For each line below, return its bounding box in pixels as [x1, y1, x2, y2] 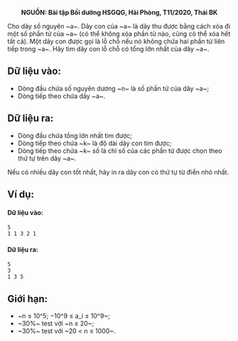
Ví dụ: [7, 189, 34, 201]
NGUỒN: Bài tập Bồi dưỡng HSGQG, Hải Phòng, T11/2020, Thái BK [21, 9, 218, 16]
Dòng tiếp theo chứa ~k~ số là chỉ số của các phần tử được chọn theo [17, 146, 222, 154]
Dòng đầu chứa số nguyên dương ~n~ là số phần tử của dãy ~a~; [17, 84, 210, 93]
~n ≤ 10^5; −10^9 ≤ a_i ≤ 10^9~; [17, 312, 110, 320]
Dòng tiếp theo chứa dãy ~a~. [17, 91, 106, 100]
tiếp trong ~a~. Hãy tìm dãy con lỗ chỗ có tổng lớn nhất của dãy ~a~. [7, 45, 210, 53]
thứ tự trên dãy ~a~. [17, 154, 77, 162]
